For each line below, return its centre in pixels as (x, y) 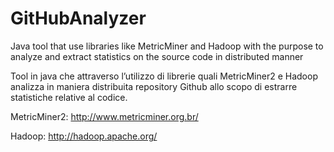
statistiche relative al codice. (69, 97)
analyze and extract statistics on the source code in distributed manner (157, 56)
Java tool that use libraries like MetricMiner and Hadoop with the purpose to (167, 46)
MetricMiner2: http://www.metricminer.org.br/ (104, 116)
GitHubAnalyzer (78, 18)
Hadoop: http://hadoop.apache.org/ (84, 136)
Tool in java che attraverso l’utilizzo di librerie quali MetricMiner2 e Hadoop (164, 76)
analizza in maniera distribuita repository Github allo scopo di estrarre (154, 86)
